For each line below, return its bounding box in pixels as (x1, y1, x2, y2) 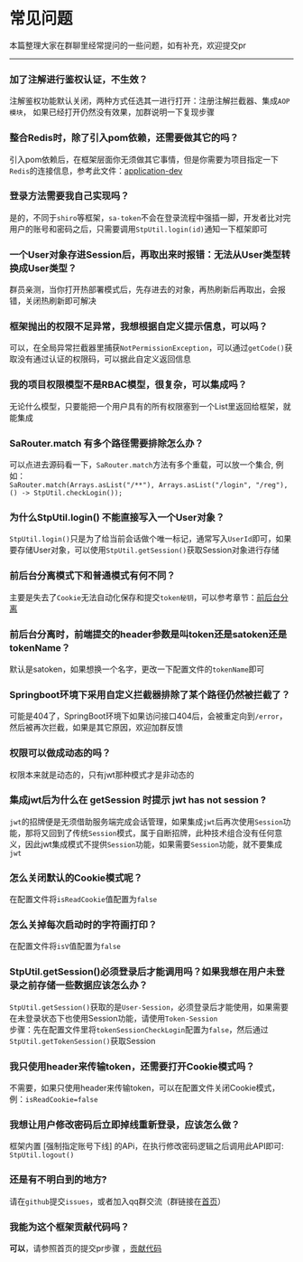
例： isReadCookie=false (9, 1093, 98, 1104)
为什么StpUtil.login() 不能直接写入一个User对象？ (9, 511, 225, 523)
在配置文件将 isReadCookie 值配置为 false (9, 894, 158, 905)
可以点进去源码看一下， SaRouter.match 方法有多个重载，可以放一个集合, (9, 459, 274, 470)
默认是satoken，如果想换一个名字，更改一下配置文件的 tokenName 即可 (9, 664, 265, 674)
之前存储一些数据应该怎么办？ (18, 979, 149, 992)
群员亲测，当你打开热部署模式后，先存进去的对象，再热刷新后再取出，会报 (9, 284, 286, 295)
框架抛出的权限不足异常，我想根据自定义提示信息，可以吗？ (9, 320, 269, 333)
